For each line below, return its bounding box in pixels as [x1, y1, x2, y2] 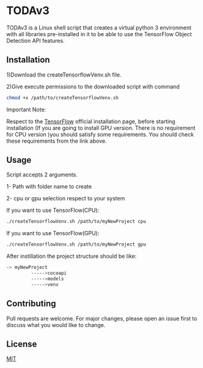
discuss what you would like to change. [6, 321, 106, 328]
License [6, 339, 37, 349]
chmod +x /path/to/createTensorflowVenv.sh [6, 94, 119, 101]
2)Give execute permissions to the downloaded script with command [6, 83, 180, 90]
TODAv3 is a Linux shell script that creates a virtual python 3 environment [6, 24, 191, 31]
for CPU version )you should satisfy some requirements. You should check [6, 130, 194, 138]
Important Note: [6, 105, 46, 113]
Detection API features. [6, 37, 65, 44]
